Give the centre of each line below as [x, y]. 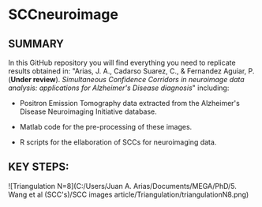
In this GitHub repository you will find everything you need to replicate [122, 62]
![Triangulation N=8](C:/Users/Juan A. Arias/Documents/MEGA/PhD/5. [122, 186]
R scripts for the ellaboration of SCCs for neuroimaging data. [118, 142]
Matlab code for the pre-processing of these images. [106, 127]
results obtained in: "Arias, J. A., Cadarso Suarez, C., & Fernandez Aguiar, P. [131, 71]
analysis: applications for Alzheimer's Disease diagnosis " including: [119, 88]
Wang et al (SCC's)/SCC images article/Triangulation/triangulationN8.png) [129, 194]
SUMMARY [36, 44]
